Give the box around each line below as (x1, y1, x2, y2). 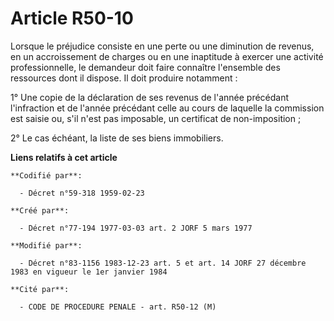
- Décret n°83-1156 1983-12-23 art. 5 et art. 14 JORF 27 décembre (19, 258, 307, 268)
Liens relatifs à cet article (10, 151, 118, 163)
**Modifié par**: (10, 240, 83, 251)
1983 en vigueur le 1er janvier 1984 (10, 267, 168, 277)
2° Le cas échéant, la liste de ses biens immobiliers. (10, 132, 224, 144)
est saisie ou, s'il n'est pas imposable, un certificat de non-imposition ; (10, 112, 302, 124)
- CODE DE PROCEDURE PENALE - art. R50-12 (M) (19, 302, 217, 312)
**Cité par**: (10, 284, 70, 294)
